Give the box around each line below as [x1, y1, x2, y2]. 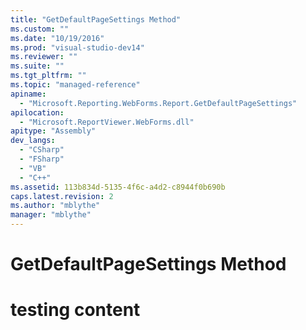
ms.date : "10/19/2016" [10, 33, 105, 43]
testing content [10, 299, 141, 321]
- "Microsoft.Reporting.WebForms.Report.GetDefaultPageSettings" [19, 98, 298, 108]
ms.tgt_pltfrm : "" [10, 71, 87, 81]
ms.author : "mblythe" [10, 201, 101, 211]
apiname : [10, 89, 47, 99]
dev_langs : [10, 136, 56, 146]
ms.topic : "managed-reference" [10, 80, 141, 90]
